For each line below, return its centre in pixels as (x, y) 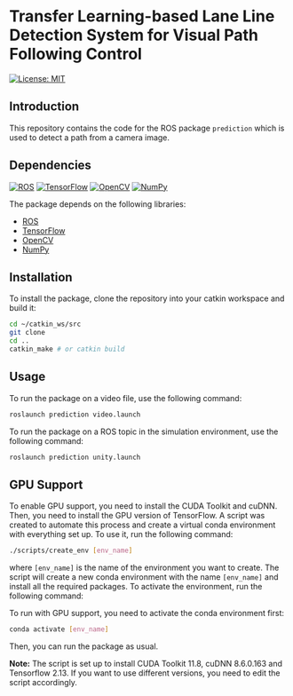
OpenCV (38, 240)
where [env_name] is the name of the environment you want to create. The (144, 568)
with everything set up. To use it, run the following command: (121, 534)
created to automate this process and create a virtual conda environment (143, 525)
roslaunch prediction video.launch (75, 415)
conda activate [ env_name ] (59, 629)
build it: (23, 308)
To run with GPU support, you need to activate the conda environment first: (147, 613)
